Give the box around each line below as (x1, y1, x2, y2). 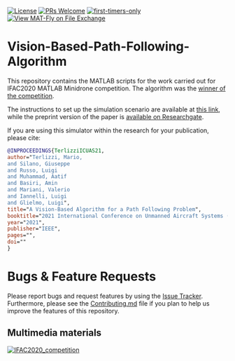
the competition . (7, 91, 55, 100)
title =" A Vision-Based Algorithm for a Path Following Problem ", (7, 205, 201, 213)
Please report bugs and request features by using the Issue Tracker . (7, 292, 204, 300)
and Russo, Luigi (7, 167, 58, 174)
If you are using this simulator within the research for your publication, (7, 126, 210, 135)
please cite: (7, 133, 41, 142)
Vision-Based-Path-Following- (7, 39, 190, 55)
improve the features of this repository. (7, 306, 120, 315)
